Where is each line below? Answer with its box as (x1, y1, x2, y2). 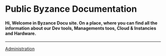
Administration (5, 46, 35, 52)
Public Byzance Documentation (5, 3, 137, 15)
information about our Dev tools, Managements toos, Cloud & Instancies (5, 25, 157, 31)
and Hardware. (5, 30, 37, 36)
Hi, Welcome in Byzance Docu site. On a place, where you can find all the (5, 20, 158, 26)
